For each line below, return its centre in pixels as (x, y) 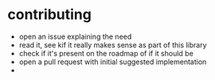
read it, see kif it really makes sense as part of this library (113, 44)
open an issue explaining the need (75, 36)
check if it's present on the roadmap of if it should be (106, 53)
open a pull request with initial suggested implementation (113, 62)
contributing (50, 15)
